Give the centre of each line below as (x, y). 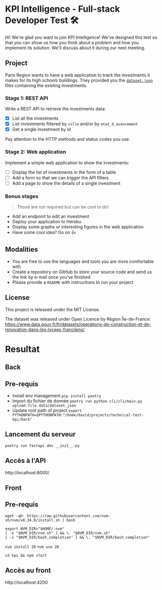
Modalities (22, 249)
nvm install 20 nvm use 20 (32, 547)
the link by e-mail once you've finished (51, 277)
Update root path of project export (47, 410)
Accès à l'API (25, 461)
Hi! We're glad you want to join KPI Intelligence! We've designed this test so (81, 37)
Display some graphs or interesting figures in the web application (78, 227)
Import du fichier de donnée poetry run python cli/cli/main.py (77, 401)
